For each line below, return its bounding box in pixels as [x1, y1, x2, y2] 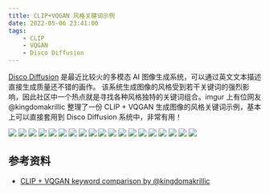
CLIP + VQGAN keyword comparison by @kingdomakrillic [19, 176, 210, 185]
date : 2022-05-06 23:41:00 [8, 19, 99, 27]
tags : [8, 26, 26, 34]
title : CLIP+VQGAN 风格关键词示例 [8, 11, 116, 20]
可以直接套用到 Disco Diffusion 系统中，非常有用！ [14, 112, 183, 121]
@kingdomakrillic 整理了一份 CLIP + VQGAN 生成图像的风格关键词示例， [8, 102, 247, 111]
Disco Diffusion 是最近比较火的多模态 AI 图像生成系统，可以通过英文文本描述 [8, 72, 262, 81]
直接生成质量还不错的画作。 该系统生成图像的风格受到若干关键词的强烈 [8, 82, 243, 91]
